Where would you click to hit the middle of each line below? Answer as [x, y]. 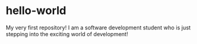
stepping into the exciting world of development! [67, 34]
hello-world [36, 11]
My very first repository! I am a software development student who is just [98, 28]
